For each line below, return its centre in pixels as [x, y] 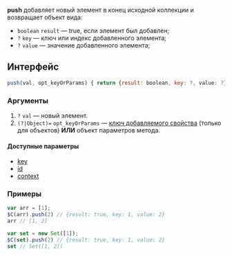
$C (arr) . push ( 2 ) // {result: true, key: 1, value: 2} [86, 215]
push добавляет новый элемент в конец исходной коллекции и [101, 10]
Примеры [25, 194]
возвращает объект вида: [45, 17]
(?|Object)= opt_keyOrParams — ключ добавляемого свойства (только [119, 123]
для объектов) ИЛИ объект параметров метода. [89, 130]
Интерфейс [33, 67]
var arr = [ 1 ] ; [29, 208]
